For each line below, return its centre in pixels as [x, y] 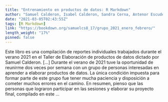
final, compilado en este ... [32, 94]
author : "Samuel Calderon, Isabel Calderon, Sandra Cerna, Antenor [77, 14]
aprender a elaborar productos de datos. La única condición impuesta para [82, 73]
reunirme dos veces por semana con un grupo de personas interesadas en [82, 67]
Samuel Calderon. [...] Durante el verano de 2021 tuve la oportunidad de [79, 62]
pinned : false [20, 38]
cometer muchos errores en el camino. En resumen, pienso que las [74, 83]
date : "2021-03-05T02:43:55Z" [37, 19]
